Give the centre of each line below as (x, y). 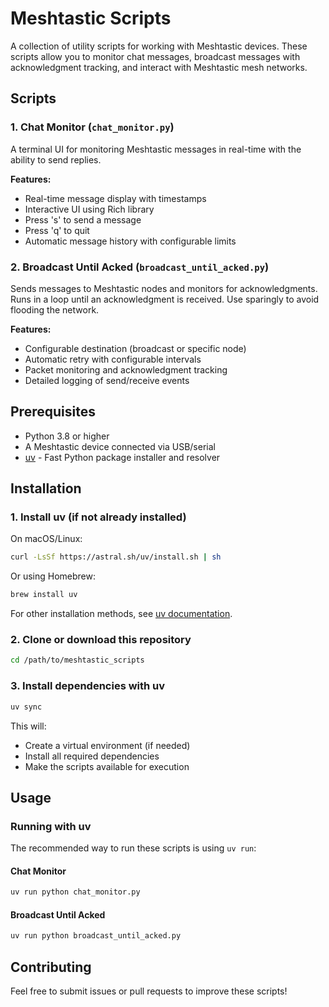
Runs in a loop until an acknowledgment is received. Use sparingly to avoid (165, 299)
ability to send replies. (56, 159)
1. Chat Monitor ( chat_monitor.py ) (92, 127)
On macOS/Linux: (46, 539)
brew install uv (44, 595)
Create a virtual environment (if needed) (107, 745)
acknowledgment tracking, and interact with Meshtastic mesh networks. (159, 67)
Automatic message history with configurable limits (130, 241)
